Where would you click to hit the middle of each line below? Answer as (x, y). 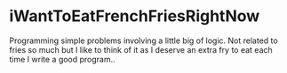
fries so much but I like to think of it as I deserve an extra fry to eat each (141, 49)
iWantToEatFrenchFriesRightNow (135, 16)
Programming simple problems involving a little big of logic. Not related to (143, 40)
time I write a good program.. (62, 59)
